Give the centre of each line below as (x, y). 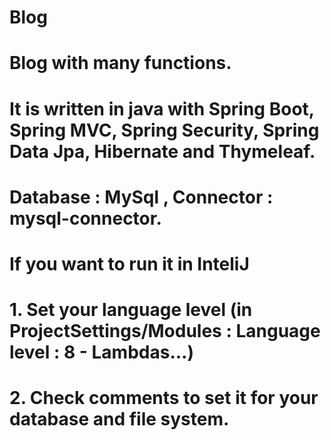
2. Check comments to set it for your (164, 398)
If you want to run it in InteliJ (129, 263)
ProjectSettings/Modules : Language (165, 331)
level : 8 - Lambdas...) (101, 352)
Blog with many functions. (120, 63)
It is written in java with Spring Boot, (162, 108)
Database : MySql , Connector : (141, 197)
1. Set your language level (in (131, 310)
